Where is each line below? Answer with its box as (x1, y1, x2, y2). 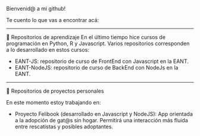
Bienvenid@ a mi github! (6, 5, 66, 12)
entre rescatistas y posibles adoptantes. (14, 123, 113, 130)
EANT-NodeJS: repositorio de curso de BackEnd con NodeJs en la (14, 64, 179, 71)
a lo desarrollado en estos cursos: (6, 46, 89, 53)
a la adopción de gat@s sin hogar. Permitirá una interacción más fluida (14, 117, 189, 124)
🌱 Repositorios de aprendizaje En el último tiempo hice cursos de (6, 34, 165, 40)
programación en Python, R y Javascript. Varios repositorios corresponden (6, 40, 190, 47)
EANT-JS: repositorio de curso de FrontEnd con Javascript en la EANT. (14, 58, 189, 65)
